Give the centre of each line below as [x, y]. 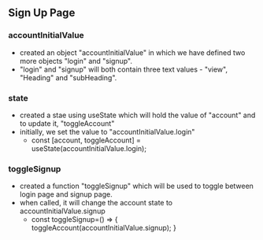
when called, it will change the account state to [96, 203]
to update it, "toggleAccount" [67, 123]
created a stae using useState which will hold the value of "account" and [137, 115]
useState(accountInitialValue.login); [89, 148]
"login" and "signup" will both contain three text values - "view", [124, 69]
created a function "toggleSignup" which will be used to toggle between [137, 186]
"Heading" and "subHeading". [68, 77]
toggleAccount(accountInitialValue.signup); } [104, 228]
